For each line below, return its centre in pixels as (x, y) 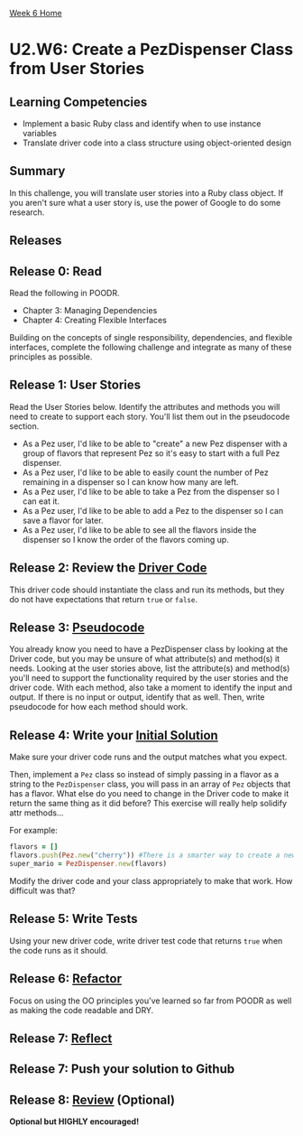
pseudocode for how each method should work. (99, 707)
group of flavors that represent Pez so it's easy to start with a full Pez (151, 453)
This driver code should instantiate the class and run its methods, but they (147, 590)
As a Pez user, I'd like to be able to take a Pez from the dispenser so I (151, 491)
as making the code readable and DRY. (82, 1010)
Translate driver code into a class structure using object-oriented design (156, 143)
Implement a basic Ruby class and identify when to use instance (142, 124)
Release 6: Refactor (65, 979)
